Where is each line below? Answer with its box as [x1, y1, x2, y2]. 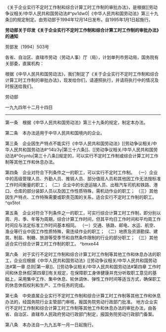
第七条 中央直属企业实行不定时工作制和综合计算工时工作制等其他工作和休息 [5, 293, 161, 298]
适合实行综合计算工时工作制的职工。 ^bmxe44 [5, 241, 99, 247]
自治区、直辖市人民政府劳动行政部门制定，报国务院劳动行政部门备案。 [13, 311, 157, 317]
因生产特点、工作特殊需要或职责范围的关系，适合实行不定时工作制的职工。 [5, 194, 157, 200]
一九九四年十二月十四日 [5, 104, 53, 110]
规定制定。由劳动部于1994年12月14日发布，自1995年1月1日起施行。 [17, 17, 153, 22]
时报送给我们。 [5, 83, 36, 89]
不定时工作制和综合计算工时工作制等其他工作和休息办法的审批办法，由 [9, 305, 152, 311]
